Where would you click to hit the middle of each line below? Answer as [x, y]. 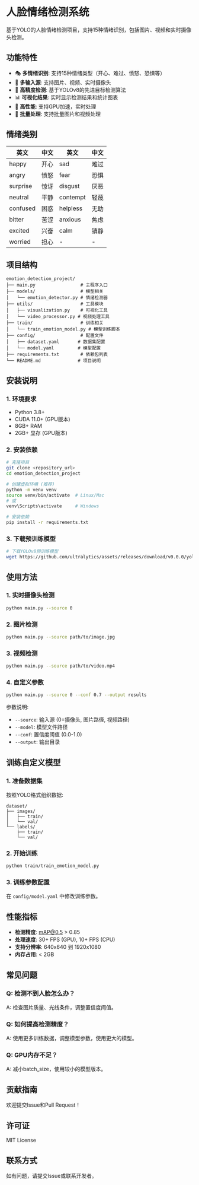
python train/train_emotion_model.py [53, 866]
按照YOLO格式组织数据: [35, 795]
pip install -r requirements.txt [47, 523]
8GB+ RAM [28, 426]
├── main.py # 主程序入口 [57, 285]
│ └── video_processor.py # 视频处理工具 [58, 317]
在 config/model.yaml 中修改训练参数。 [54, 896]
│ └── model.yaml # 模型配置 [54, 348]
